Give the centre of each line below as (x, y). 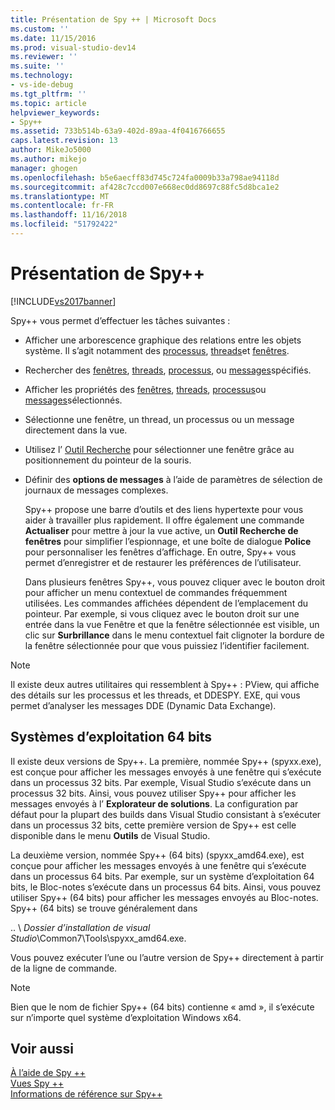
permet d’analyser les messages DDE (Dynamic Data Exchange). (143, 705)
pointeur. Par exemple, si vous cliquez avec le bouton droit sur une (162, 613)
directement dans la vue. (76, 430)
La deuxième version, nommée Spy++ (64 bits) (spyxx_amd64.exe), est (157, 855)
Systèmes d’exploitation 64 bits (111, 737)
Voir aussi (42, 1049)
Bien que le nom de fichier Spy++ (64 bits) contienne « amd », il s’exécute (162, 1007)
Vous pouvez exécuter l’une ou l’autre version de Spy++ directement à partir (167, 957)
